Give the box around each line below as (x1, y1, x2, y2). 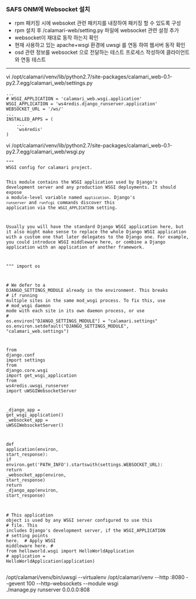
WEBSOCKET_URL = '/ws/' (6, 106, 64, 112)
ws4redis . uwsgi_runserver (6, 383, 69, 389)
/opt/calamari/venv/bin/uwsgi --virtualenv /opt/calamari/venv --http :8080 (6, 573, 185, 580)
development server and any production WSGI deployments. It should (6, 184, 176, 191)
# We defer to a (6, 282, 45, 288)
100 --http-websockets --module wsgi (26, 580, 118, 587)
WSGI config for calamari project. (6, 165, 93, 171)
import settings (6, 357, 45, 363)
